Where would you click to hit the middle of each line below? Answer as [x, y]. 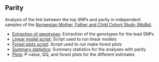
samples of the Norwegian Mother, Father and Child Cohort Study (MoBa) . [79, 25]
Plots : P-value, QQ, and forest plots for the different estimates [73, 54]
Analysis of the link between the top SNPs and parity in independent [73, 19]
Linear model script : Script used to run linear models [64, 39]
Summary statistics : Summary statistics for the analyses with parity [79, 49]
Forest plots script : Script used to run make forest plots [67, 44]
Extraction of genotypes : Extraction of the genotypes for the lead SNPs [83, 34]
